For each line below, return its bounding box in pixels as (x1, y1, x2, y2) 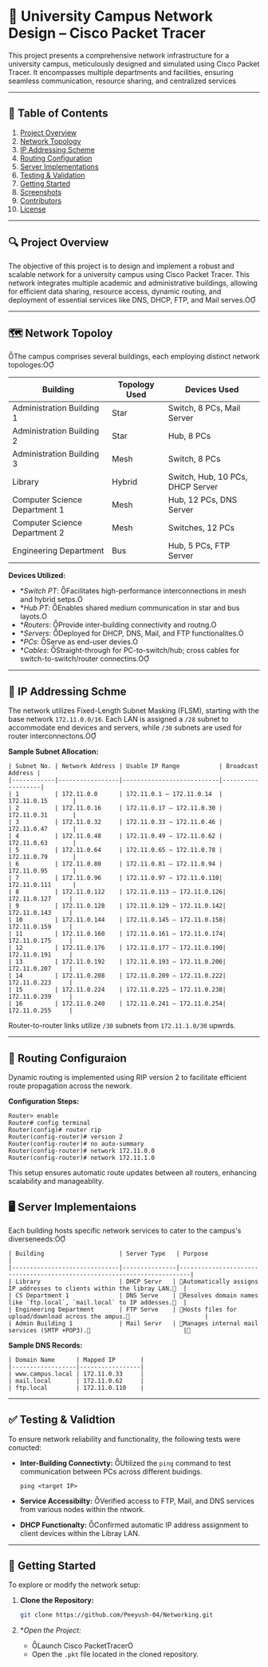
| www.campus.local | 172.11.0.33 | (8, 1369, 145, 1378)
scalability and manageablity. (8, 1177, 104, 1186)
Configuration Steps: (8, 1097, 80, 1106)
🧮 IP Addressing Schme (8, 684, 127, 698)
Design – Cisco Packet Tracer (8, 24, 206, 42)
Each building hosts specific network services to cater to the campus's (8, 1226, 242, 1235)
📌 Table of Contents (8, 107, 108, 121)
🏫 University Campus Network (8, 7, 213, 26)
